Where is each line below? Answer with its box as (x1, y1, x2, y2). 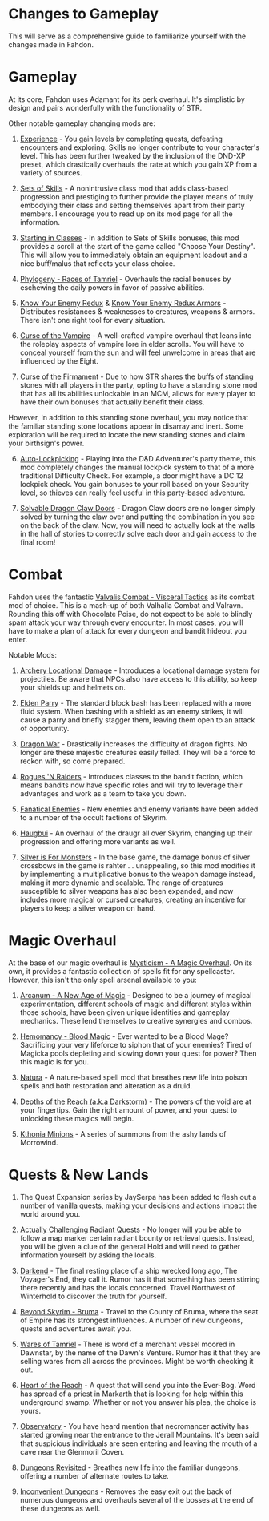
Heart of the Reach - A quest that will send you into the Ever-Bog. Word (19, 1380, 256, 1390)
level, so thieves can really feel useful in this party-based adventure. (19, 488, 246, 497)
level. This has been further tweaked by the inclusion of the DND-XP (19, 151, 246, 160)
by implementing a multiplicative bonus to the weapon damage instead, (19, 869, 255, 879)
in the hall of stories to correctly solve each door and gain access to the (19, 529, 258, 538)
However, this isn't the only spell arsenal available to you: (8, 975, 198, 984)
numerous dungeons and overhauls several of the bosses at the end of (19, 1495, 254, 1504)
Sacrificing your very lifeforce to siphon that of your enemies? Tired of (19, 1040, 252, 1049)
